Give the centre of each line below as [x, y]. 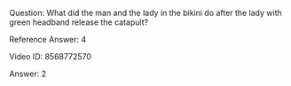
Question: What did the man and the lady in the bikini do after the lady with [145, 13]
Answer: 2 [28, 74]
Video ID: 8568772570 [50, 56]
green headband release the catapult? [79, 22]
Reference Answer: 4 [48, 39]
